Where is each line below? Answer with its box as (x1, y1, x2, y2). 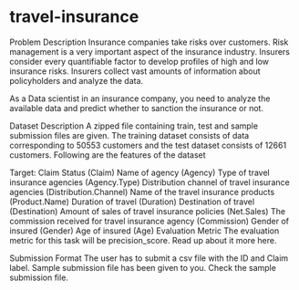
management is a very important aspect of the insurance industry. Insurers (9, 46, 290, 57)
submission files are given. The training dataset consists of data (9, 129, 250, 140)
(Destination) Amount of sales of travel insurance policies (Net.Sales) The (9, 205, 285, 216)
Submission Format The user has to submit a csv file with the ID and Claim (9, 253, 289, 264)
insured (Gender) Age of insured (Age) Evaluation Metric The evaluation (9, 225, 280, 236)
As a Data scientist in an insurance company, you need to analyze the (9, 93, 271, 104)
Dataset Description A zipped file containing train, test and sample (9, 120, 258, 131)
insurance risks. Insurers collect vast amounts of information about (9, 66, 262, 77)
